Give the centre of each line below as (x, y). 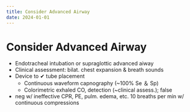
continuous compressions (47, 103)
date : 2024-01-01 (28, 17)
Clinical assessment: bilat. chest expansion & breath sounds (89, 70)
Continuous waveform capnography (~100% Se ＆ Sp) (91, 83)
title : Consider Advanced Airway (48, 12)
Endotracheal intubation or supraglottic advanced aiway (84, 63)
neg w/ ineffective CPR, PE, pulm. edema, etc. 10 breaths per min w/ (100, 96)
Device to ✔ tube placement (50, 76)
